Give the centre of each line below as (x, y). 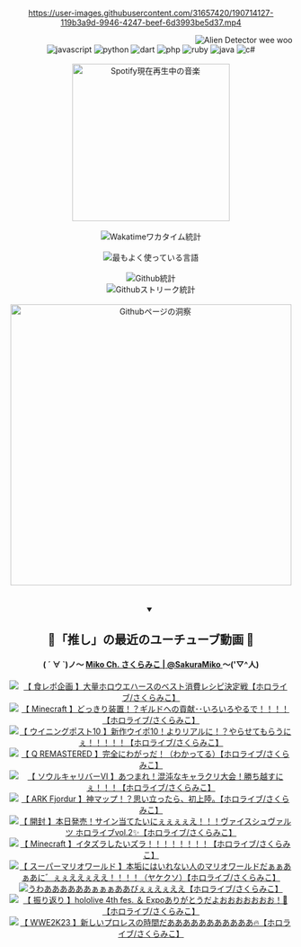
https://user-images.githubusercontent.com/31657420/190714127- (151, 13)
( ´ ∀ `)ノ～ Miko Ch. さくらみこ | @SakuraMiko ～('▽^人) (151, 664)
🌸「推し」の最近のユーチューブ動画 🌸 (151, 640)
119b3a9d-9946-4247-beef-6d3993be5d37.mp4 (151, 22)
